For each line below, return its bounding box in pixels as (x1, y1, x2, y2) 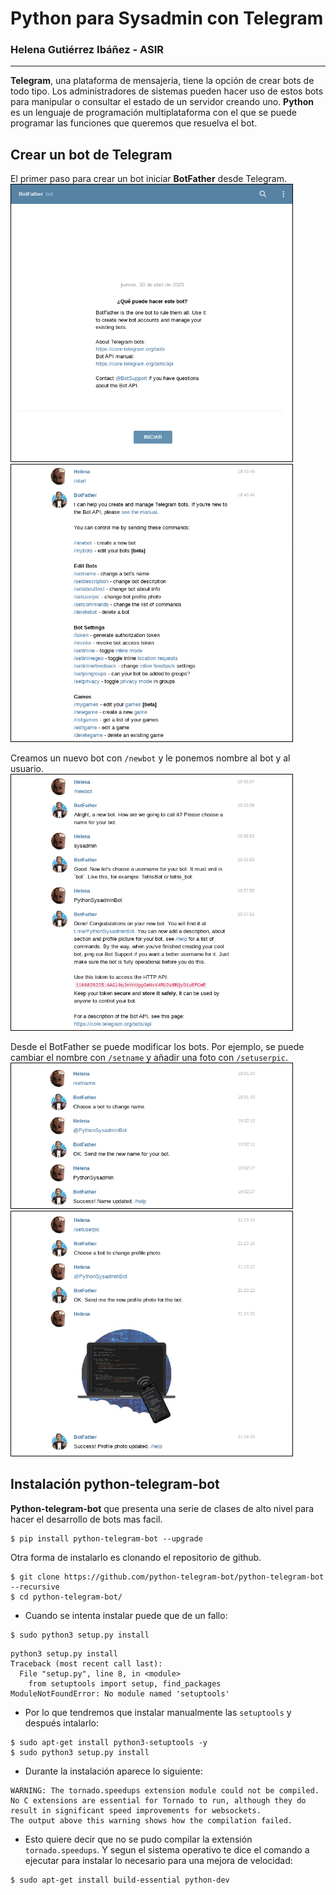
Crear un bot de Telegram (10, 146, 173, 163)
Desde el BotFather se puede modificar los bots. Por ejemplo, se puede (10, 1041, 305, 1053)
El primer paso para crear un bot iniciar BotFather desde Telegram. (10, 173, 288, 185)
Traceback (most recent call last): (10, 1658, 163, 1669)
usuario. (10, 763, 45, 775)
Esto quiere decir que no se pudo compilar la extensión (24, 1833, 253, 1845)
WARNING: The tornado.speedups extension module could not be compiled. (10, 1785, 320, 1796)
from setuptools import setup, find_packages (28, 1678, 222, 1689)
